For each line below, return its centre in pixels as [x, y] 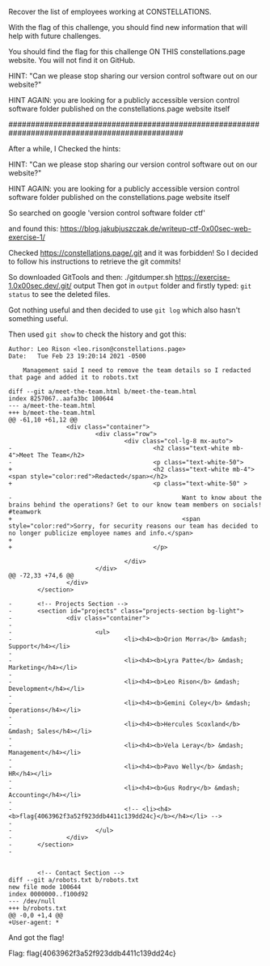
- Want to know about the [135, 498]
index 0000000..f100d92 [49, 894]
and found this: [34, 229]
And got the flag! [36, 937]
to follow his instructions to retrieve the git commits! [95, 261]
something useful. [38, 318]
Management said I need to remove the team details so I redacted [137, 371]
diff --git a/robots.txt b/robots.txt [74, 880]
